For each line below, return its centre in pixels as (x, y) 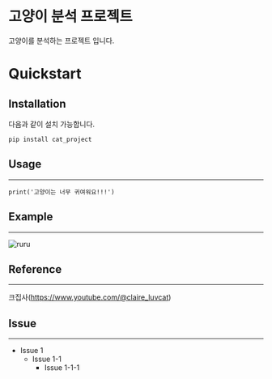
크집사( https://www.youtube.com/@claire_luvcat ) (90, 297)
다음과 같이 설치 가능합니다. (52, 124)
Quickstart (45, 74)
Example (31, 217)
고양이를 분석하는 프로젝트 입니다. (62, 40)
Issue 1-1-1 (62, 368)
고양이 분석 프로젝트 (71, 17)
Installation (37, 103)
